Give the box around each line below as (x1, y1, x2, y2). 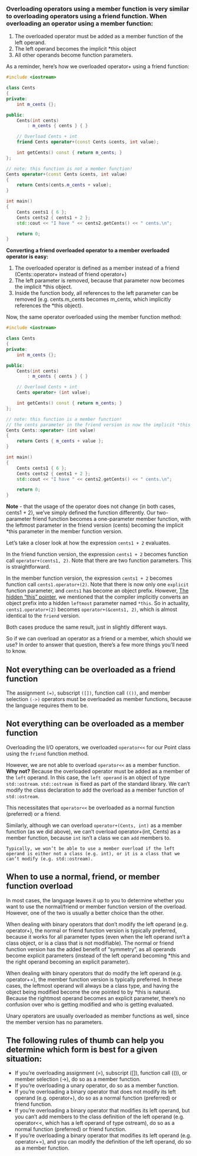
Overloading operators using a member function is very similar (6, 5, 189, 13)
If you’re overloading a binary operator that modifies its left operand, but (14, 1107, 190, 1114)
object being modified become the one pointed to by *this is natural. (6, 988, 172, 995)
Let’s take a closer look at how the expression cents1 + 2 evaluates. (6, 539, 171, 546)
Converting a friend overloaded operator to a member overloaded (6, 247, 169, 254)
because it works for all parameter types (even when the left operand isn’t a (6, 933, 190, 940)
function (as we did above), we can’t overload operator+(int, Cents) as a (6, 828, 181, 835)
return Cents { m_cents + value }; (16, 438, 104, 444)
